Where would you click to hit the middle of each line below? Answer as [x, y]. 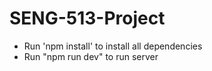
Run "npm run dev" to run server [91, 56]
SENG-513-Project [87, 18]
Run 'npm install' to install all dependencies [113, 46]
